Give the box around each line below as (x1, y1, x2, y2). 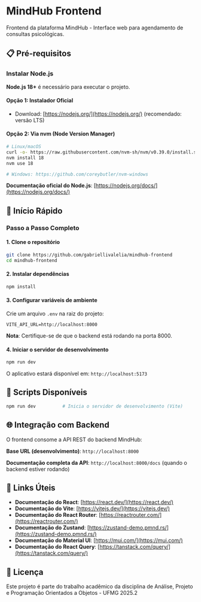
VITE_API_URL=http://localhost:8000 (6, 321, 98, 327)
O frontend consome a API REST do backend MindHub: (6, 436, 142, 443)
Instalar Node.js (6, 70, 54, 78)
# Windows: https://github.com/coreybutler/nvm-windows (6, 171, 148, 177)
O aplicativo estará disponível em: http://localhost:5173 (6, 370, 148, 377)
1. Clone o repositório (6, 239, 60, 246)
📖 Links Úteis (6, 483, 56, 493)
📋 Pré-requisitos (6, 49, 72, 59)
